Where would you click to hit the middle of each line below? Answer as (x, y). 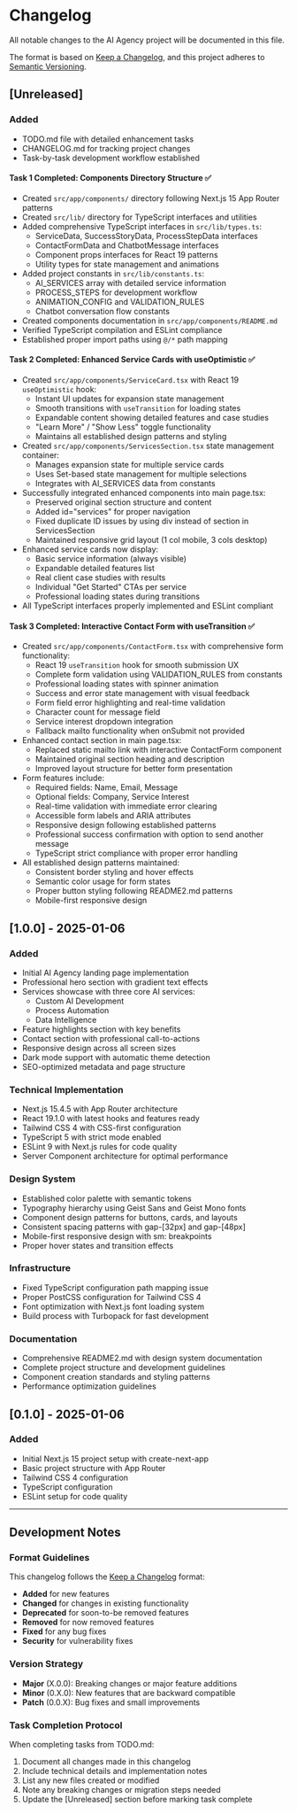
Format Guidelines (49, 1558)
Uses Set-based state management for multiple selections (141, 474)
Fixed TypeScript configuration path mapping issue (115, 1287)
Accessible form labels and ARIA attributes (113, 816)
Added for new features (66, 1594)
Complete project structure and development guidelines (123, 1367)
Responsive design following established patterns (126, 825)
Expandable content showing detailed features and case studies (152, 418)
